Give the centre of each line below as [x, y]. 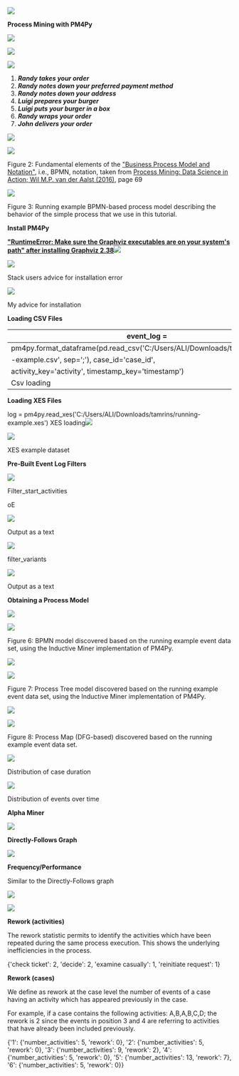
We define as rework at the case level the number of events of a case [109, 992]
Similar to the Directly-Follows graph [61, 881]
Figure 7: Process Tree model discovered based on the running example [113, 689]
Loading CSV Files [35, 318]
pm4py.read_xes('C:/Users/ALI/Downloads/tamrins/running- [112, 414]
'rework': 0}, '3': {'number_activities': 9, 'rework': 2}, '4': [90, 1050]
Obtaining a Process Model [48, 600]
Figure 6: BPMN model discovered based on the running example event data [119, 641]
